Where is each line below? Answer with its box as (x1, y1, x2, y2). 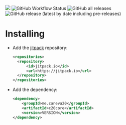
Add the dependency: (12, 86, 58, 92)
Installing (5, 28, 45, 39)
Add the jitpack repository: (12, 44, 68, 50)
